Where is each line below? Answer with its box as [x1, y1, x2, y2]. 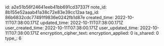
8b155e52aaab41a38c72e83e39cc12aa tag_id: [5, 9, 100, 15]
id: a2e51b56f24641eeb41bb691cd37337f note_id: [5, 4, 107, 10]
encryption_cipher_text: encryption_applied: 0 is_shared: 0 [40, 30, 159, 36]
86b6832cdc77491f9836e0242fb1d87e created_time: [5, 15, 114, 20]
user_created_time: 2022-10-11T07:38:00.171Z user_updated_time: [5, 25, 139, 31]
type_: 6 [5, 35, 22, 41]
